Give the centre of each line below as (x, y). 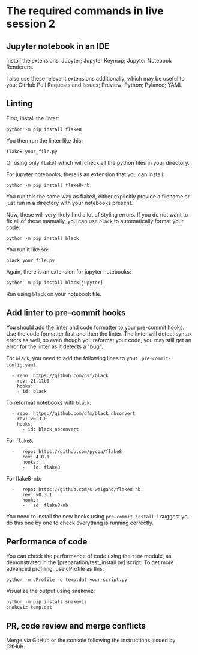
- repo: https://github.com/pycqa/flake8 (67, 451)
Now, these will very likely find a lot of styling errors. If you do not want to (97, 214)
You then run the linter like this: (44, 140)
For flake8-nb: (24, 478)
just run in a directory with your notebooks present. (70, 203)
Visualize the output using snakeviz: (51, 591)
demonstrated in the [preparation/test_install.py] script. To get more (90, 562)
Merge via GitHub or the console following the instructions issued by (91, 640)
